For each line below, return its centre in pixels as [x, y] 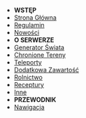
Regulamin [29, 25]
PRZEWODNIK [35, 100]
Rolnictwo [28, 77]
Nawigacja [29, 107]
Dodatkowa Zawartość [46, 70]
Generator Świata [39, 47]
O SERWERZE [34, 40]
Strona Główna [35, 18]
